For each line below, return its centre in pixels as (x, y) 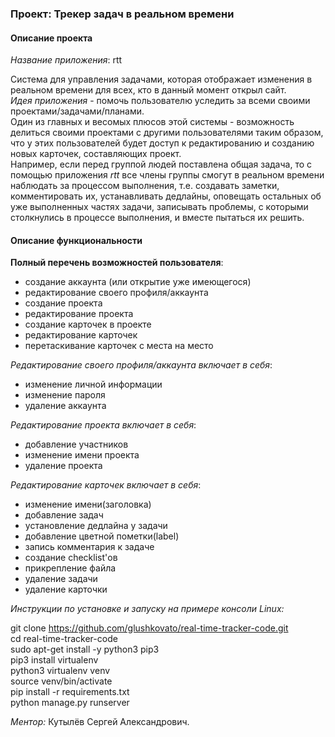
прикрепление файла (70, 568)
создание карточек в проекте (88, 324)
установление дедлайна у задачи (96, 526)
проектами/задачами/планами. (77, 111)
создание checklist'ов (71, 558)
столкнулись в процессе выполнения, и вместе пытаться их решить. (157, 218)
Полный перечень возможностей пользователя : (117, 263)
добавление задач (64, 515)
